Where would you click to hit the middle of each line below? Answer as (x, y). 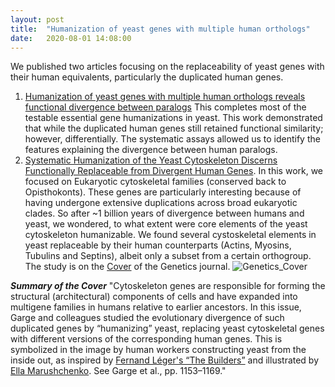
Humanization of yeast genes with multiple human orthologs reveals (165, 97)
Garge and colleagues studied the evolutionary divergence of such (147, 318)
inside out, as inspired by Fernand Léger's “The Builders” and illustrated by (165, 360)
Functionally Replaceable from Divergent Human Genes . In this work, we (174, 171)
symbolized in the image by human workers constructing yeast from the (158, 350)
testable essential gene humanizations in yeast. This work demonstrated (173, 118)
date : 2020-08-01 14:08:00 (71, 38)
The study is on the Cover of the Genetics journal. (127, 267)
